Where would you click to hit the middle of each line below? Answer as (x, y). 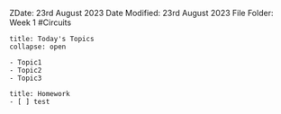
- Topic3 (26, 78)
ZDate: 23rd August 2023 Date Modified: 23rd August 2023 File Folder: (141, 13)
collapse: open (38, 47)
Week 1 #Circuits (41, 22)
